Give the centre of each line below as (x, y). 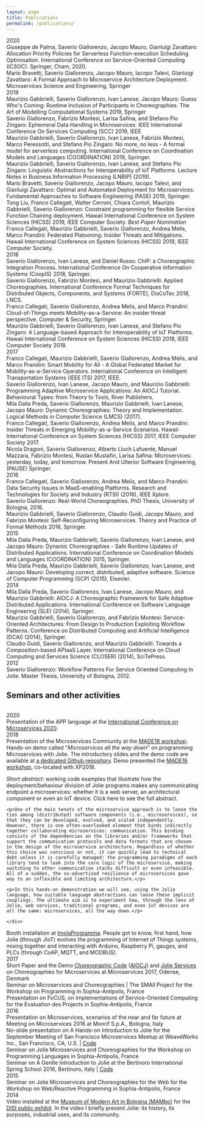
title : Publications (33, 18)
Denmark (18, 978)
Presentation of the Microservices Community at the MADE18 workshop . (97, 741)
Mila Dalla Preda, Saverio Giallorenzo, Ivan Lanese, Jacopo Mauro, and (95, 592)
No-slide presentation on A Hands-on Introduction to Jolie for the (88, 1030)
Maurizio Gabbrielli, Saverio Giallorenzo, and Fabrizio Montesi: (84, 618)
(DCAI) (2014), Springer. (37, 637)
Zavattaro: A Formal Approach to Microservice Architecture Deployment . (97, 79)
